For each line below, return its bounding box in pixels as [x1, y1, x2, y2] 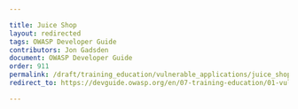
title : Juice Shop [9, 20, 77, 29]
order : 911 [9, 62, 50, 71]
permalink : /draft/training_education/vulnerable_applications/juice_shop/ [9, 70, 295, 80]
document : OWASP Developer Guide [9, 54, 133, 63]
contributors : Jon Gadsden [9, 45, 109, 54]
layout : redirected [9, 28, 82, 38]
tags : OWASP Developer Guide [9, 37, 117, 46]
